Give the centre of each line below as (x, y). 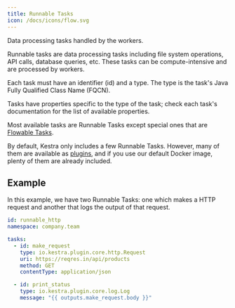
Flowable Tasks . (31, 132)
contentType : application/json (66, 272)
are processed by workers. (46, 69)
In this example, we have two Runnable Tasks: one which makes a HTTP (112, 200)
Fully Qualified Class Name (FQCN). (59, 90)
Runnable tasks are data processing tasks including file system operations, (115, 54)
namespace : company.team (43, 227)
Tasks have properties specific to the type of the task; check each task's (112, 103)
